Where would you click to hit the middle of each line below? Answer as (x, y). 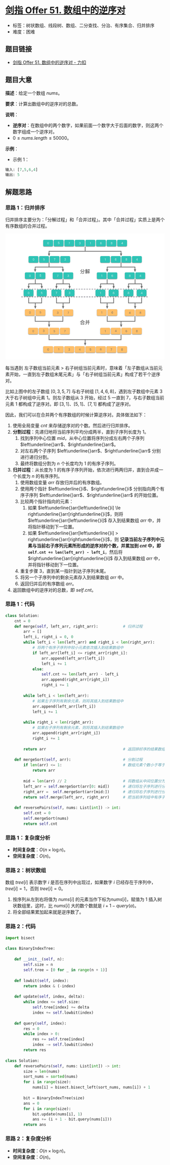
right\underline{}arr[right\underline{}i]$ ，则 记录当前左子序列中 (94, 539)
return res (35, 1050)
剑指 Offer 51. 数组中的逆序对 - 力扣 (49, 62)
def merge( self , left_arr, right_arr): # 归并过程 (79, 626)
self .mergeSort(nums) (46, 819)
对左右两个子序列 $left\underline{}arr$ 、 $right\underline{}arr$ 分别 (90, 450)
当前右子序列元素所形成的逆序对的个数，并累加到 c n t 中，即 (99, 546)
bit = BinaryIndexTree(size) (54, 1098)
